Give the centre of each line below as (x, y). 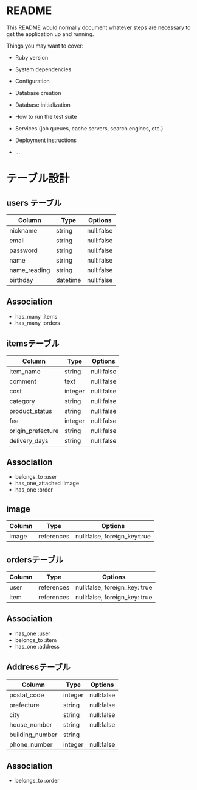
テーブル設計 (38, 179)
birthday (21, 280)
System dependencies (43, 69)
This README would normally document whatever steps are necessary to (98, 27)
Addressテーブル (39, 667)
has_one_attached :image (47, 483)
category (22, 401)
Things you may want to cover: (45, 46)
